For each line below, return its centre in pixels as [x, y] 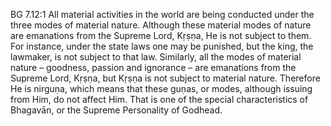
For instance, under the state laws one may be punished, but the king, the [162, 46]
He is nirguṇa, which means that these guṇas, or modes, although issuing [161, 88]
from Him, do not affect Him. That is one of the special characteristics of [159, 99]
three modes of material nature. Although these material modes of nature [161, 25]
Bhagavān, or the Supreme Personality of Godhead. [116, 110]
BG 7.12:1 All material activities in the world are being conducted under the [162, 14]
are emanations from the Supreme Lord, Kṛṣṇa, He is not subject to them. [161, 35]
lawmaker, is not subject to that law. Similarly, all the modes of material [156, 57]
